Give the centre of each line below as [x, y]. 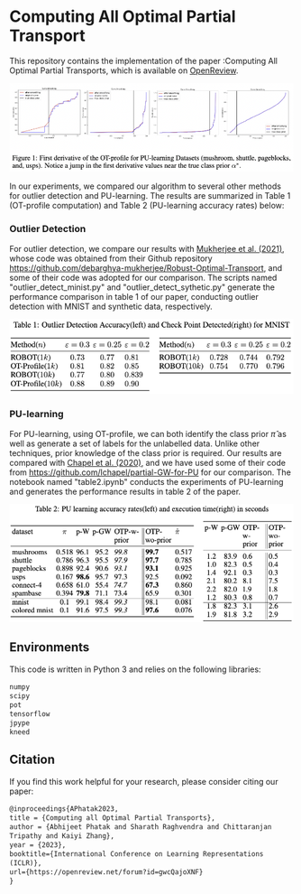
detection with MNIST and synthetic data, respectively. [111, 306]
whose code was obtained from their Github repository [111, 258]
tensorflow [30, 714]
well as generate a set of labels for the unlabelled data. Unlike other [135, 443]
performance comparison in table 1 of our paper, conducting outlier [134, 296]
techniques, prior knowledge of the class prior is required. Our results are [146, 452]
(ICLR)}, [26, 863]
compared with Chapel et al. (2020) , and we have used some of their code [148, 462]
